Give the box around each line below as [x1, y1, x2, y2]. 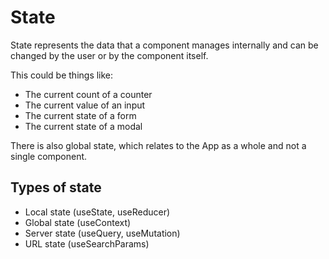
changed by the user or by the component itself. [10, 49, 209, 61]
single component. [10, 150, 88, 162]
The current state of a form [24, 109, 137, 121]
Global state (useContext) [24, 216, 132, 228]
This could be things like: [10, 69, 114, 81]
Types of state [10, 179, 102, 196]
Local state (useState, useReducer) [24, 206, 171, 218]
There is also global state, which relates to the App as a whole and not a [10, 139, 307, 151]
